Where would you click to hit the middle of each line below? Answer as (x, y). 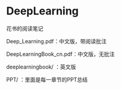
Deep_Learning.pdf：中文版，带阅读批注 (57, 41)
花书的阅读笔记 (25, 28)
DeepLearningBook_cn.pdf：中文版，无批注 (60, 54)
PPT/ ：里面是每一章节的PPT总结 (47, 79)
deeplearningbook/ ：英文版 (41, 67)
